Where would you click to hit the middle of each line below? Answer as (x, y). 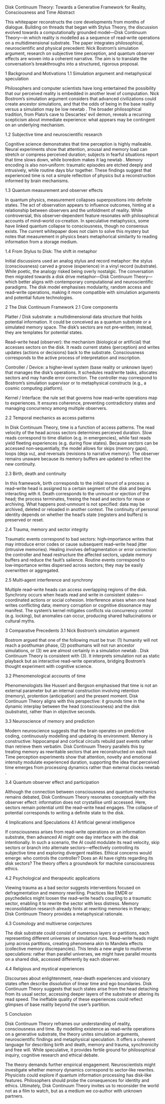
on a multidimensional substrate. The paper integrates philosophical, (74, 43)
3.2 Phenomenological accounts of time (45, 676)
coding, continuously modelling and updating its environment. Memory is (79, 736)
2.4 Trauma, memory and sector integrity (47, 529)
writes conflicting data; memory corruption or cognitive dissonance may (78, 605)
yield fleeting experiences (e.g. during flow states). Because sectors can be (82, 443)
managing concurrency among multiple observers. (56, 408)
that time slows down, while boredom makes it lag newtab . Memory (74, 160)
